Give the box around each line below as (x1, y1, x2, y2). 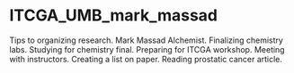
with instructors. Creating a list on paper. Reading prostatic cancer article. (9, 53, 283, 64)
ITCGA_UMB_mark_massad (9, 5, 218, 26)
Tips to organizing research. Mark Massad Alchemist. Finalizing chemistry (9, 35, 283, 45)
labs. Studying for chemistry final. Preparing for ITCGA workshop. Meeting (9, 44, 285, 54)
